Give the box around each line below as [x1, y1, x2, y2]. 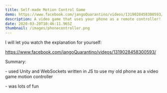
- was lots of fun [5, 83, 39, 90]
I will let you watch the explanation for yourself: [5, 39, 102, 45]
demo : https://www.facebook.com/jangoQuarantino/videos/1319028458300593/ [5, 12, 164, 17]
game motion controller [5, 74, 53, 80]
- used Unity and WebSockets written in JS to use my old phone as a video [5, 68, 159, 75]
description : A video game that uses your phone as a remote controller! [5, 16, 162, 21]
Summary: [5, 59, 26, 65]
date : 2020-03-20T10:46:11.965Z [5, 21, 72, 26]
